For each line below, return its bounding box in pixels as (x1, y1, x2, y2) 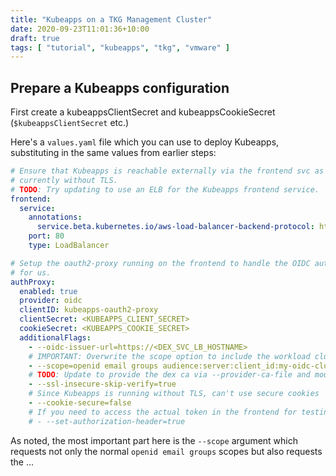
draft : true (10, 33, 60, 43)
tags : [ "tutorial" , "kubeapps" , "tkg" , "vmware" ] (10, 42, 230, 53)
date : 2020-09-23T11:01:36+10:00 (10, 24, 150, 34)
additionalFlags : (19, 332, 92, 343)
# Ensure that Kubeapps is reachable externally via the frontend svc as (10, 166, 325, 176)
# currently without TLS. (10, 175, 118, 185)
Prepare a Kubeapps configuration (10, 79, 230, 96)
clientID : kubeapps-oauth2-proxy (19, 305, 159, 315)
